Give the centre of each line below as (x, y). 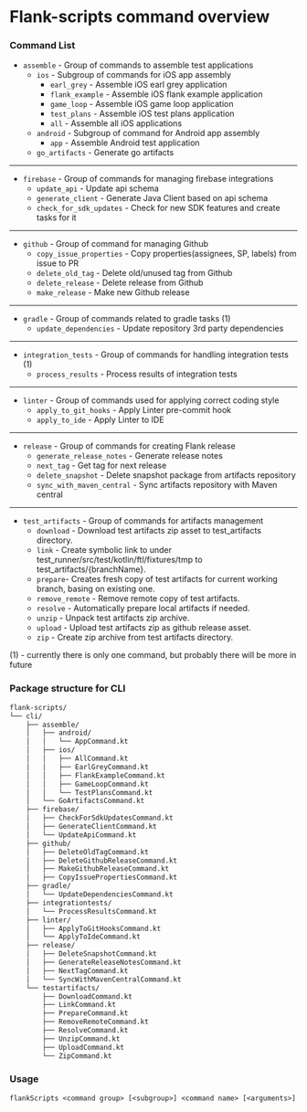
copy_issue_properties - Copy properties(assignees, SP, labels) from (166, 254)
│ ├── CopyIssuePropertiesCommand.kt (102, 878)
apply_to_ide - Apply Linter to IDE (100, 420)
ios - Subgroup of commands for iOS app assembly (133, 75)
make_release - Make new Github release (113, 292)
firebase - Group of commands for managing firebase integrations (148, 179)
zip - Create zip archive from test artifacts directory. (135, 638)
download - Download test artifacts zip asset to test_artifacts (149, 531)
